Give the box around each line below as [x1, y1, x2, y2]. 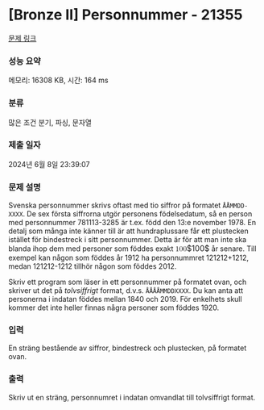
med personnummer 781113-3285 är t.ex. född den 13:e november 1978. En [8, 218, 256, 228]
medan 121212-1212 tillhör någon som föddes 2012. [8, 261, 177, 271]
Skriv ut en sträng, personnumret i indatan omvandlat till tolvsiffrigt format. [8, 392, 256, 402]
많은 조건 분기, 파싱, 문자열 [8, 117, 93, 127]
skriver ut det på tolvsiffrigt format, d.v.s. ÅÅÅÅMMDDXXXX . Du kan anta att [8, 286, 244, 295]
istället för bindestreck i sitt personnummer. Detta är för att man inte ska [8, 235, 247, 245]
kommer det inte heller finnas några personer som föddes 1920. [8, 303, 220, 312]
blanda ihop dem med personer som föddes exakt [8, 244, 174, 253]
